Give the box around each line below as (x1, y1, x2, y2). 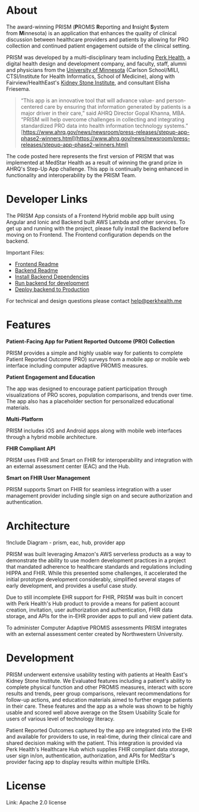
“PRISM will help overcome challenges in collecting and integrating (20, 115, 185, 123)
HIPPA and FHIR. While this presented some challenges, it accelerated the (6, 569, 187, 576)
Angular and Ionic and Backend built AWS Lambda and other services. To (6, 218, 185, 225)
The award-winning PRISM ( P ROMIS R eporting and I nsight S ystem (6, 23, 169, 30)
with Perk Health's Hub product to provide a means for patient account (6, 600, 180, 607)
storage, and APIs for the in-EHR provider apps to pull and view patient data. (6, 612, 193, 619)
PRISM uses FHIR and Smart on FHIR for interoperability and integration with (6, 456, 193, 463)
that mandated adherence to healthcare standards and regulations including (6, 563, 192, 570)
